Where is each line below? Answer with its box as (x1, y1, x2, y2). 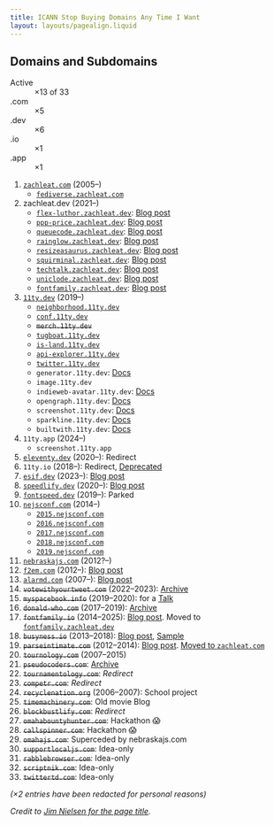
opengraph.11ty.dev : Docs (35, 396, 132, 406)
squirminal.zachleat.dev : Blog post (35, 254, 167, 266)
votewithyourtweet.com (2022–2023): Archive (22, 583, 189, 594)
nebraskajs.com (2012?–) (22, 555, 112, 567)
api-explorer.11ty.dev (35, 351, 120, 359)
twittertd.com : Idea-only (22, 772, 114, 783)
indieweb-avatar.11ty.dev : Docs (35, 386, 156, 397)
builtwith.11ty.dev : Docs (35, 424, 132, 435)
